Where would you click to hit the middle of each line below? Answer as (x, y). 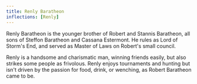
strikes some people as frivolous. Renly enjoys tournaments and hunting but (98, 63)
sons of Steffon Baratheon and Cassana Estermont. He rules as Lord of (92, 40)
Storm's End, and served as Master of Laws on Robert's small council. (91, 46)
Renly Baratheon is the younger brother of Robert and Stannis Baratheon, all (98, 33)
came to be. (21, 76)
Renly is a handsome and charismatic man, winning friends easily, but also (96, 57)
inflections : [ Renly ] (33, 17)
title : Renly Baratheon (35, 11)
